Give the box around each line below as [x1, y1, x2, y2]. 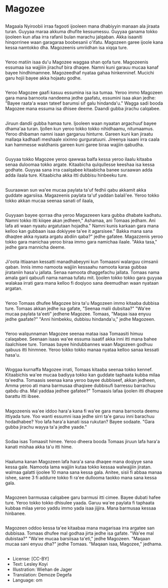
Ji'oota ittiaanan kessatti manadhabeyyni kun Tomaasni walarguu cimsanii [5, 259, 158, 265]
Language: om [12, 577, 43, 583]
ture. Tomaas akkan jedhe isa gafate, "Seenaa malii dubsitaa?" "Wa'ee [5, 305, 151, 311]
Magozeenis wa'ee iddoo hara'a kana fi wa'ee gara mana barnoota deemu [5, 408, 159, 414]
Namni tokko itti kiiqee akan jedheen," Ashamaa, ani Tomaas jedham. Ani [5, 217, 156, 223]
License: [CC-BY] [12, 555, 49, 561]
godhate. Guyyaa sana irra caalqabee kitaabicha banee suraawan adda [5, 167, 152, 173]
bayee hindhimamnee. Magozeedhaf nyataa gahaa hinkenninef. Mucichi [5, 69, 154, 75]
